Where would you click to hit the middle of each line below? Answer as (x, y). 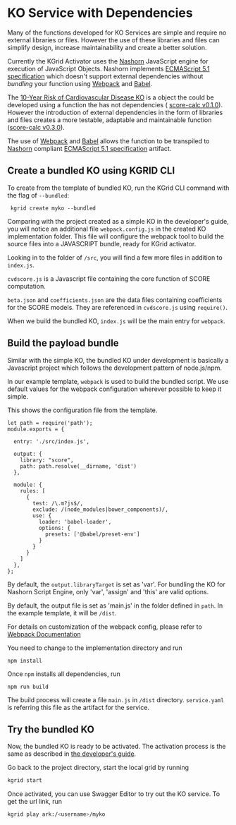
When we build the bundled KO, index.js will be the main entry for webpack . (116, 321)
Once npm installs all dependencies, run (64, 674)
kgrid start (25, 781)
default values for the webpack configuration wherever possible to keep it (114, 389)
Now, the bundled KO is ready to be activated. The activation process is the (117, 747)
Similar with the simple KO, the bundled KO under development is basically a (118, 360)
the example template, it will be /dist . (62, 613)
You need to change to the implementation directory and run (95, 648)
